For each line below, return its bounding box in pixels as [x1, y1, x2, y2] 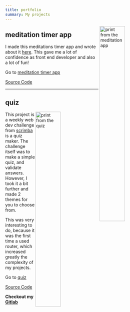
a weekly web [5, 117, 34, 123]
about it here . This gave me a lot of [5, 49, 77, 55]
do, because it [5, 227, 35, 233]
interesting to [5, 222, 32, 228]
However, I [5, 175, 27, 181]
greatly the [5, 254, 27, 260]
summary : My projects [5, 12, 50, 17]
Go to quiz [5, 274, 26, 280]
